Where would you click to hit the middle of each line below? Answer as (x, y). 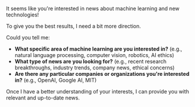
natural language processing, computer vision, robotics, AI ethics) (94, 55)
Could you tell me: (28, 37)
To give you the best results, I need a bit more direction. (73, 26)
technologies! (23, 15)
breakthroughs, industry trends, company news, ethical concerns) (95, 68)
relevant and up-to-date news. (43, 98)
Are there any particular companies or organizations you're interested (102, 74)
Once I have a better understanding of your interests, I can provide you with (97, 91)
